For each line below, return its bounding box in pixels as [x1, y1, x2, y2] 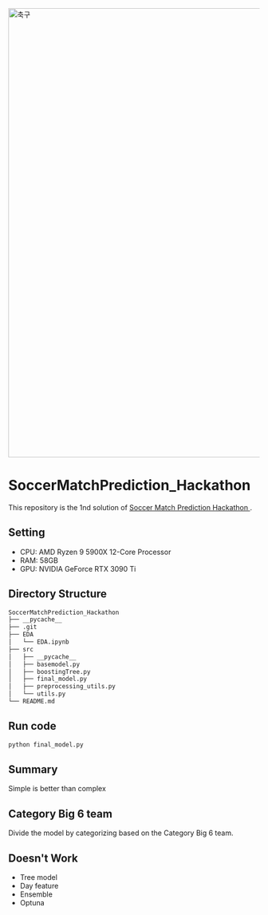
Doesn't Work [8, 851, 78, 865]
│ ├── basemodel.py [8, 660, 81, 668]
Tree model [19, 873, 58, 882]
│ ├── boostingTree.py [8, 667, 91, 675]
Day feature [19, 881, 59, 891]
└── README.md [8, 698, 56, 706]
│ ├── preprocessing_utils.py [8, 683, 116, 691]
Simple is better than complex [8, 784, 106, 794]
